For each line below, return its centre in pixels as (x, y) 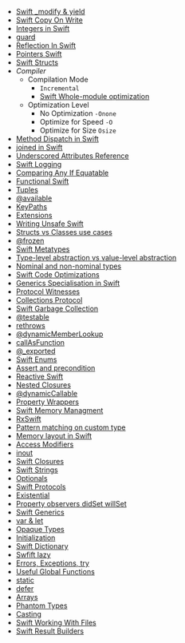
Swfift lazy (33, 555)
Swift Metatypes (43, 249)
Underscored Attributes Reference (72, 156)
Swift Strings (37, 470)
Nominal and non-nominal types (69, 266)
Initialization (35, 538)
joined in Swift (39, 147)
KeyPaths (31, 206)
